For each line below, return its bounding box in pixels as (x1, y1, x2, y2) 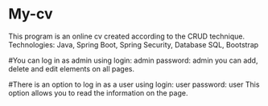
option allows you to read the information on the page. (8, 88, 188, 97)
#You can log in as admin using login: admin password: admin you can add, (8, 55, 258, 65)
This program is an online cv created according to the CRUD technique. (8, 31, 245, 41)
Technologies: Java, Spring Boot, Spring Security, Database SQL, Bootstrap (8, 39, 259, 49)
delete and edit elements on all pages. (8, 63, 135, 73)
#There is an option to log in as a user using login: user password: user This (8, 79, 260, 89)
